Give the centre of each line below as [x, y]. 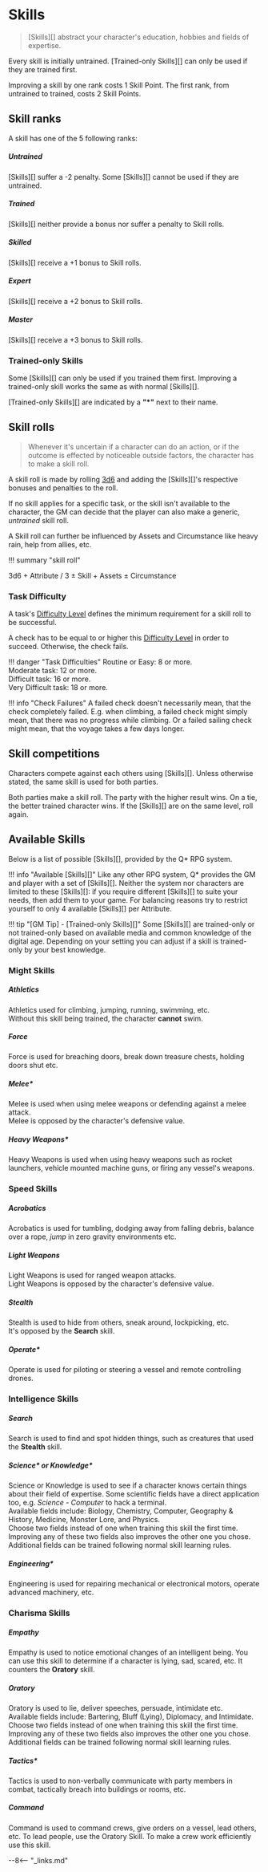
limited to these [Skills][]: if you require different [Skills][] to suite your [123, 891]
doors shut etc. [33, 1066]
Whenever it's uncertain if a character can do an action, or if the [134, 446]
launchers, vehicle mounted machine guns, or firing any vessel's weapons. [131, 1168]
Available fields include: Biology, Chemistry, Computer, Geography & [121, 1511]
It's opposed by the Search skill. [62, 1331]
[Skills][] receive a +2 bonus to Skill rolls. [76, 301]
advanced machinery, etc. [51, 1592]
